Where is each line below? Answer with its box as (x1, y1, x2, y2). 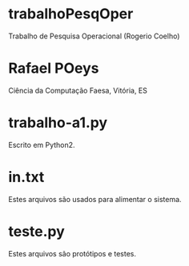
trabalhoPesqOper (8, 5, 134, 23)
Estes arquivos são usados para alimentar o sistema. (8, 194, 182, 204)
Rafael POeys (8, 59, 99, 77)
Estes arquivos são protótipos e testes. (8, 248, 137, 258)
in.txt (8, 169, 45, 186)
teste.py (8, 222, 66, 240)
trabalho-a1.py (8, 113, 108, 132)
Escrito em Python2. (8, 140, 75, 149)
